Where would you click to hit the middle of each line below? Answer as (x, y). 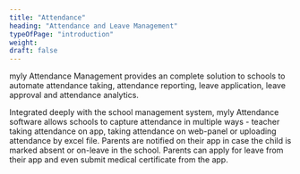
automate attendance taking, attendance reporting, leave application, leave (148, 86)
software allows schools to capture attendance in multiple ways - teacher (145, 122)
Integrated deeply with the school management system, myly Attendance (144, 112)
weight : (24, 42)
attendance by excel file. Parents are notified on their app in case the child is (150, 141)
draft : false (34, 51)
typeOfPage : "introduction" (62, 34)
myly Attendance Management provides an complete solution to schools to (147, 76)
